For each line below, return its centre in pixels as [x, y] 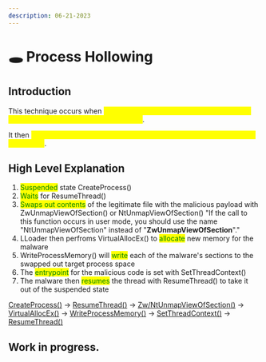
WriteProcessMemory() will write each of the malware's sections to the [137, 256]
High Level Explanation [67, 169]
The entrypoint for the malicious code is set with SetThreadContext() [133, 272]
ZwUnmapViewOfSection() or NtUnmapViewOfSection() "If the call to [133, 213]
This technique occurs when [55, 111]
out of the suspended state [64, 289]
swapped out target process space [77, 264]
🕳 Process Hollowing [81, 56]
